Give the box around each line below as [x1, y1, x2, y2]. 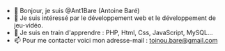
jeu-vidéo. [13, 21, 43, 29]
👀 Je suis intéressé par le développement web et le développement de [13, 14, 216, 22]
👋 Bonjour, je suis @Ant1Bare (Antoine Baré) [13, 7, 140, 14]
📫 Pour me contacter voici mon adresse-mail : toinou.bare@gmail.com [13, 37, 218, 44]
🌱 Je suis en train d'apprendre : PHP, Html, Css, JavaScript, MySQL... [13, 28, 213, 37]
